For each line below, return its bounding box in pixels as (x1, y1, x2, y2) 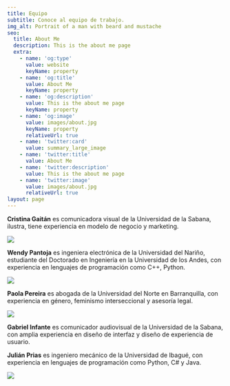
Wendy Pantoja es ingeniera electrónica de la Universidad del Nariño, (7, 249, 205, 256)
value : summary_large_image (25, 145, 107, 152)
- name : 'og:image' (19, 112, 76, 119)
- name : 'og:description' (19, 94, 94, 101)
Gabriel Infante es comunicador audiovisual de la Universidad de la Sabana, (7, 323, 224, 331)
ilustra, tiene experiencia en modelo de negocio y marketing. (7, 222, 179, 230)
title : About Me (13, 36, 60, 43)
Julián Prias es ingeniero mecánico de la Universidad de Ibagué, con (7, 351, 203, 359)
